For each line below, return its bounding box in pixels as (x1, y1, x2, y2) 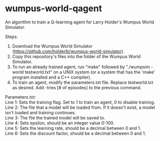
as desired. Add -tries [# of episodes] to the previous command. (12, 84, 141, 90)
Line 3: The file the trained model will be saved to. (5, 115, 105, 121)
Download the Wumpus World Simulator (12, 43, 93, 49)
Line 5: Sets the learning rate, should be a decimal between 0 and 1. (5, 125, 141, 131)
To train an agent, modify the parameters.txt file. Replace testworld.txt (12, 79, 154, 85)
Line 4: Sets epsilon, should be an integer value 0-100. (5, 120, 115, 126)
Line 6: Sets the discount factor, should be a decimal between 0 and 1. (5, 130, 146, 136)
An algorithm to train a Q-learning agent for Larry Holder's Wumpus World (5, 19, 154, 25)
